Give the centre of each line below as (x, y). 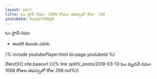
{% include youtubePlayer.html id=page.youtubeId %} (60, 54)
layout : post (19, 10)
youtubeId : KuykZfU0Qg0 (30, 19)
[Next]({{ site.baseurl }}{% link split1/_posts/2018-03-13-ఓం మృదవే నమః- (79, 64)
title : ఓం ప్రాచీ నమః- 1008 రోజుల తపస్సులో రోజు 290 (55, 14)
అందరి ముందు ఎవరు (31, 44)
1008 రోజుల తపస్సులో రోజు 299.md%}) (42, 71)
